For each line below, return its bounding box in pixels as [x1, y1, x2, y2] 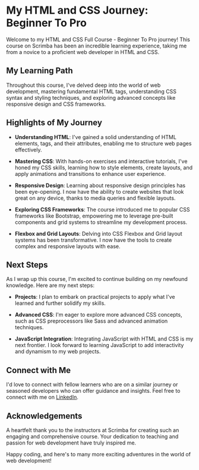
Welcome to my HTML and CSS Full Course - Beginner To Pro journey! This [6, 36, 191, 43]
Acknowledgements [6, 411, 83, 421]
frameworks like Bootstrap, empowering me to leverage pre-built [14, 212, 173, 219]
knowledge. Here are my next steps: [6, 282, 95, 289]
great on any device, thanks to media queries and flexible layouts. [14, 194, 176, 201]
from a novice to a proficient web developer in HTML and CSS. [6, 48, 160, 55]
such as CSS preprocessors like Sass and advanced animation [14, 317, 168, 324]
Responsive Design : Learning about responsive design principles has [14, 182, 186, 189]
